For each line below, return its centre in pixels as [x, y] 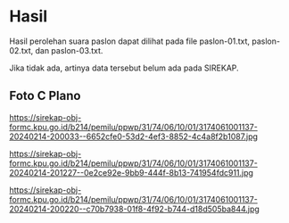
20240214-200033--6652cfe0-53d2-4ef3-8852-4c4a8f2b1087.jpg [134, 136]
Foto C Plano [45, 96]
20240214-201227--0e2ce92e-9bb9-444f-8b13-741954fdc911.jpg [132, 172]
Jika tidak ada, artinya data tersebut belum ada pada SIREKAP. [124, 68]
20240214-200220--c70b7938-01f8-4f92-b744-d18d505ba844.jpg [135, 209]
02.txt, [21, 50]
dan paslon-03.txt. [69, 50]
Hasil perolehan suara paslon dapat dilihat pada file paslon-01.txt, [130, 41]
